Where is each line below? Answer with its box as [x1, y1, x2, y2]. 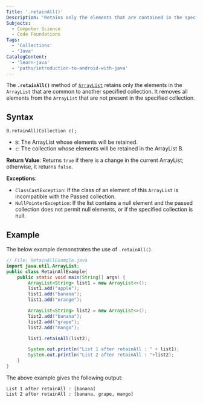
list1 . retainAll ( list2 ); [28, 335, 91, 341]
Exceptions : [6, 175, 37, 182]
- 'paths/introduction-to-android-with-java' [11, 65, 129, 71]
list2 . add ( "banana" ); [28, 313, 83, 319]
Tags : [6, 37, 20, 43]
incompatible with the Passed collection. [14, 193, 116, 200]
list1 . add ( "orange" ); [28, 297, 83, 303]
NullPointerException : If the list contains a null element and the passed [14, 199, 193, 207]
